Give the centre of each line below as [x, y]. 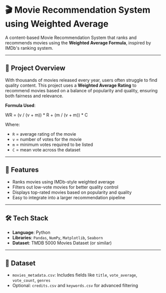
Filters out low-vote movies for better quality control [65, 187]
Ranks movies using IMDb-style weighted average [63, 182]
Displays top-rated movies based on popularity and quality [72, 192]
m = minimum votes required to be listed [53, 145]
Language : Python [31, 232]
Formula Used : [21, 105]
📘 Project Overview [35, 68]
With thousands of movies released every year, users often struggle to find [81, 80]
